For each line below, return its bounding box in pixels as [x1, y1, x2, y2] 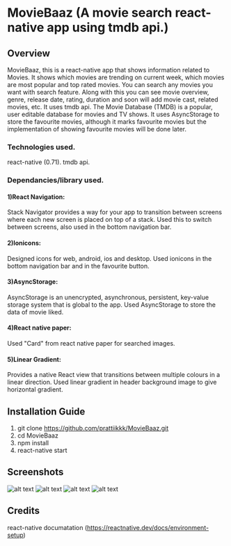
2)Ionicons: [7, 239, 42, 248]
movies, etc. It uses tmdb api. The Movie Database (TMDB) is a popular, [7, 103, 214, 111]
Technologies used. [7, 142, 76, 152]
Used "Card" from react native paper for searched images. [7, 339, 175, 348]
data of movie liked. [7, 307, 64, 316]
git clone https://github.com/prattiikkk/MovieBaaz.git [17, 424, 169, 433]
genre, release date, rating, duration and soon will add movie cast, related [7, 95, 218, 104]
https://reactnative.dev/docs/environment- [86, 523, 209, 531]
